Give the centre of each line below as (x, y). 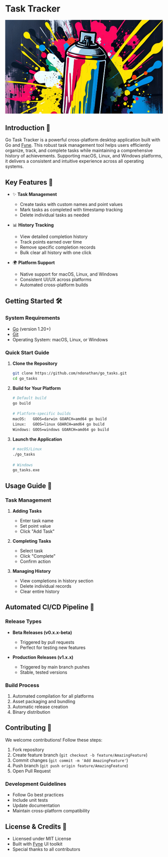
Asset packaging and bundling (44, 701)
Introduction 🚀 (28, 128)
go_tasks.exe (26, 470)
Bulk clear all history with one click (55, 253)
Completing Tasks (32, 541)
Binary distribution (31, 712)
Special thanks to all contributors (46, 849)
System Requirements (33, 318)
